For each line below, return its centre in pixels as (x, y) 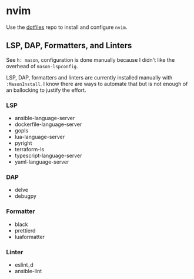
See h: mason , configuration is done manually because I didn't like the (91, 59)
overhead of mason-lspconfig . (42, 66)
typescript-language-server (48, 156)
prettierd (25, 230)
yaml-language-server (42, 162)
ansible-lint (28, 271)
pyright (23, 143)
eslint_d (24, 265)
